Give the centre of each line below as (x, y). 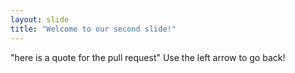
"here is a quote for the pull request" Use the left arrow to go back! (148, 57)
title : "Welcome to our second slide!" (93, 29)
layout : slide (40, 19)
